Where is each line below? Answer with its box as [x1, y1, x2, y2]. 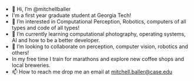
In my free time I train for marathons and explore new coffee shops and [11, 56, 184, 62]
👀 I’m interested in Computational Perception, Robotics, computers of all [11, 18, 186, 25]
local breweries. [11, 62, 51, 69]
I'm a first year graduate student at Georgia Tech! [11, 12, 131, 19]
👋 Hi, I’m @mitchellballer [11, 6, 71, 12]
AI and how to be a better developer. [11, 37, 101, 43]
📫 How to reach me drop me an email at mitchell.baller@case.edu [11, 68, 172, 75]
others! [11, 49, 29, 56]
